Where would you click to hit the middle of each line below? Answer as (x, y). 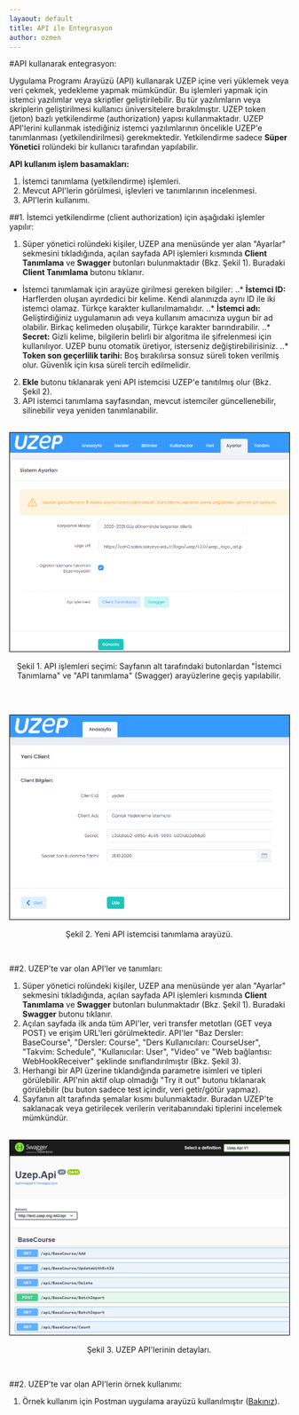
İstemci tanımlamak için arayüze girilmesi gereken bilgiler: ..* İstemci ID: (154, 289)
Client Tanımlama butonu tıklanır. (83, 273)
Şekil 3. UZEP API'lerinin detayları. (149, 1349)
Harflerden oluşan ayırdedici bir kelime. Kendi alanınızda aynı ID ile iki (149, 299)
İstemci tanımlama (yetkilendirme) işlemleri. (101, 181)
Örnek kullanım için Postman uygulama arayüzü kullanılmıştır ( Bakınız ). (151, 1401)
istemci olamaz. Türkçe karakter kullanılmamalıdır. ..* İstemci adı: (141, 308)
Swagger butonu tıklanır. (67, 1014)
